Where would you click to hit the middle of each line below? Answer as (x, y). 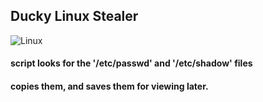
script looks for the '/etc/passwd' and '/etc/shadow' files (131, 63)
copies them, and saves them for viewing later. (109, 86)
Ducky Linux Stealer (74, 16)
